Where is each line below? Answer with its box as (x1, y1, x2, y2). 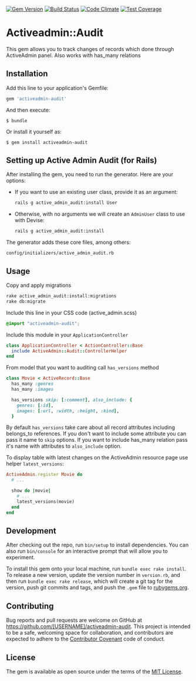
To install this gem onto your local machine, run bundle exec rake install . (6, 565, 187, 572)
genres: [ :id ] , (16, 402, 54, 408)
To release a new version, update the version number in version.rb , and (6, 572, 181, 579)
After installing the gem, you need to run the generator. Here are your (6, 171, 174, 178)
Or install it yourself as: (6, 128, 62, 135)
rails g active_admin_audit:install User (14, 200, 117, 206)
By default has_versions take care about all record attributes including (6, 424, 175, 431)
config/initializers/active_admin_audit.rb (6, 250, 114, 256)
